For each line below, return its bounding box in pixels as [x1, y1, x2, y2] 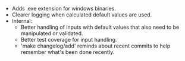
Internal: [11, 18, 33, 24]
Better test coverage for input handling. [20, 36, 117, 43]
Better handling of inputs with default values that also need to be [20, 23, 180, 30]
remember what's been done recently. [20, 49, 115, 55]
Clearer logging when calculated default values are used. [11, 11, 152, 18]
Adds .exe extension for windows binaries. [11, 5, 116, 12]
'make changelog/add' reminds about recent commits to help [20, 42, 171, 49]
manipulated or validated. [20, 30, 83, 37]
